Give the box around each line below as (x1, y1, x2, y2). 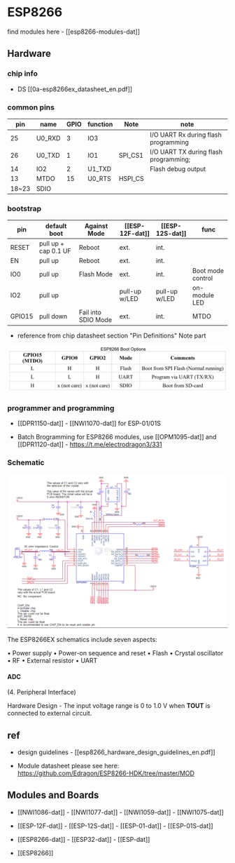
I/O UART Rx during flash (150, 131, 222, 139)
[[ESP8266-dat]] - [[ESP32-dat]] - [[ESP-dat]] (17, 835, 150, 843)
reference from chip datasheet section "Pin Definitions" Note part (17, 331, 206, 340)
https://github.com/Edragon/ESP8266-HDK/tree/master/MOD (17, 769, 194, 777)
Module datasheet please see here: (17, 762, 120, 770)
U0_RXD (36, 134, 61, 142)
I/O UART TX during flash (150, 147, 222, 156)
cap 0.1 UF (39, 247, 71, 255)
